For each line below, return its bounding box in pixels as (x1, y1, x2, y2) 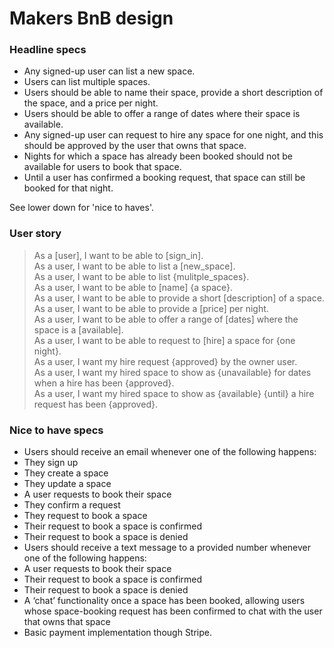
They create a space (23, 467, 109, 479)
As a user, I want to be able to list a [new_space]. (33, 260, 236, 272)
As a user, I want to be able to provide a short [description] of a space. (33, 292, 325, 304)
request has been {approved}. (33, 398, 158, 410)
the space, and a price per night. (23, 97, 159, 109)
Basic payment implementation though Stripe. (23, 627, 213, 639)
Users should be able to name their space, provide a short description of (23, 87, 324, 99)
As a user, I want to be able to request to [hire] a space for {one (33, 334, 296, 346)
